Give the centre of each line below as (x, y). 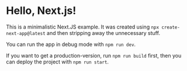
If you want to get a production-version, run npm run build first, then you (94, 55)
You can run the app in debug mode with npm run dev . (71, 44)
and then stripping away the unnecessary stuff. (103, 33)
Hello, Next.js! (41, 11)
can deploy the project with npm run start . (58, 62)
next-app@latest (26, 33)
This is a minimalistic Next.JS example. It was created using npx (83, 27)
